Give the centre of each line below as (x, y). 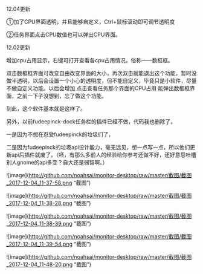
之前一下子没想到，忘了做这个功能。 (62, 96)
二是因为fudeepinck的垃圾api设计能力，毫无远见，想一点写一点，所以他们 (98, 147)
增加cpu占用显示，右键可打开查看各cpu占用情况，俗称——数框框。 (90, 60)
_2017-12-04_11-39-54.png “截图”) (49, 244)
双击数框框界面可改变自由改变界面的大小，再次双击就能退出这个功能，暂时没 (101, 73)
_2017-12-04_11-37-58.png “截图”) (49, 183)
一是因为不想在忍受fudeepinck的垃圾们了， (60, 134)
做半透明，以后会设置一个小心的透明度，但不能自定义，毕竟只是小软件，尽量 (101, 81)
